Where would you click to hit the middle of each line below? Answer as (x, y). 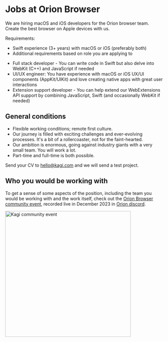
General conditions (36, 117)
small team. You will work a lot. (44, 150)
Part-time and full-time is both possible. (53, 155)
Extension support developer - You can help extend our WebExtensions (86, 90)
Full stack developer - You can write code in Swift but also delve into (83, 63)
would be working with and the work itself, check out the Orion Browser (79, 198)
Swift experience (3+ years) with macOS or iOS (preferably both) (79, 48)
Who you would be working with (56, 181)
